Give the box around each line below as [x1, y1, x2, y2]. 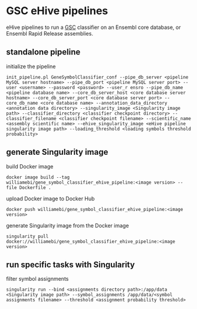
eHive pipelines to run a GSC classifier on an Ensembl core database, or [6, 24, 181, 31]
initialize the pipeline [6, 63, 56, 70]
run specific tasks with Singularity [6, 259, 135, 269]
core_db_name [6, 100, 38, 106]
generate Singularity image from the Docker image [6, 222, 129, 229]
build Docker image [6, 162, 54, 170]
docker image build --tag [6, 174, 70, 180]
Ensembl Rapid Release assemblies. [6, 30, 93, 37]
